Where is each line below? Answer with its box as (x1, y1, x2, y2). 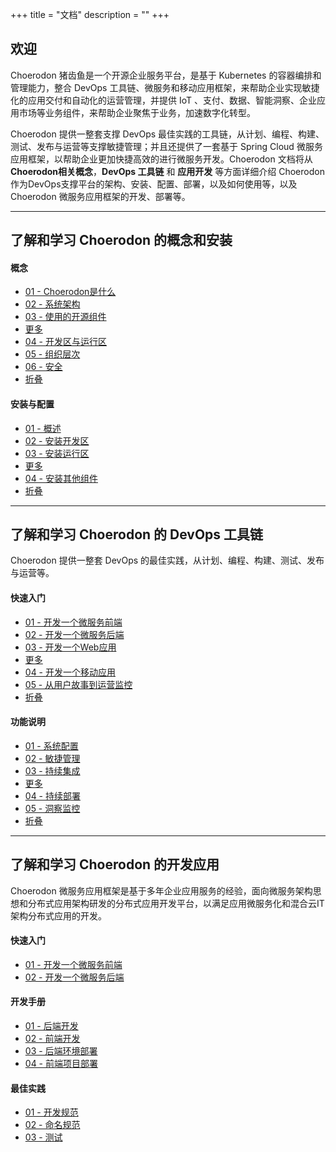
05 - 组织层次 (24, 348, 81, 360)
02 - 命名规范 (24, 1119, 81, 1131)
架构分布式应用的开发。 (10, 909, 107, 922)
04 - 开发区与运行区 (24, 336, 107, 348)
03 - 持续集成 (24, 764, 81, 777)
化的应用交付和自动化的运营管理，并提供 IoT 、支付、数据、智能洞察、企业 (10, 94, 317, 106)
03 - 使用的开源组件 (24, 311, 107, 323)
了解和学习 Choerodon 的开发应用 (10, 856, 220, 873)
